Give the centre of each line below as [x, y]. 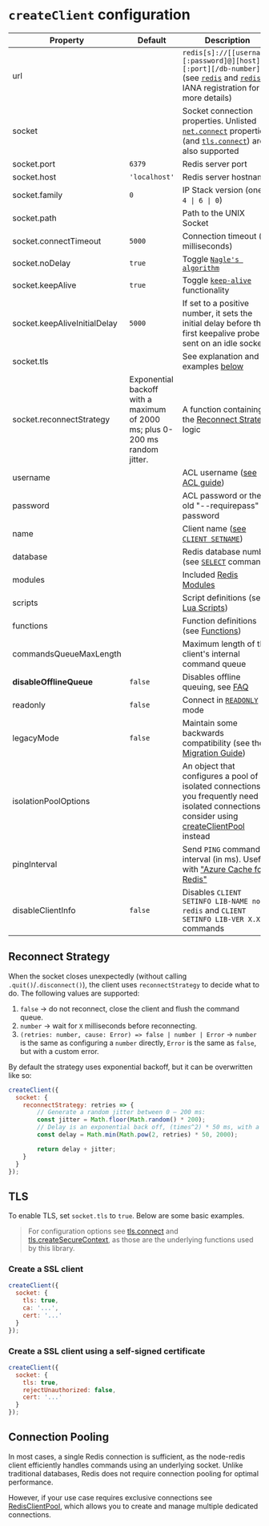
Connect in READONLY [220, 700]
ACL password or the [222, 495]
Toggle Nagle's [211, 259]
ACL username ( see [220, 472]
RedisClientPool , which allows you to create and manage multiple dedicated [133, 1506]
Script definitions [214, 597]
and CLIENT [226, 910]
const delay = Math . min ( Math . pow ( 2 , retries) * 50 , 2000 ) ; [138, 1135]
